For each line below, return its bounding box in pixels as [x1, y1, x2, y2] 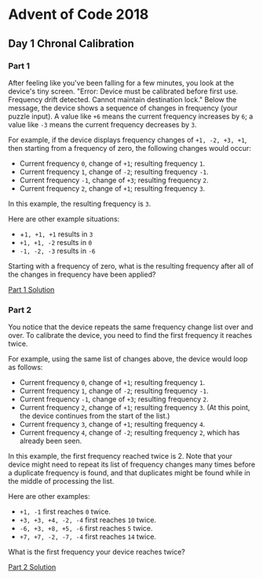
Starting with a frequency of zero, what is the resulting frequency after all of [8, 261, 254, 270]
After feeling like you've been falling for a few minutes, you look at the [8, 78, 234, 87]
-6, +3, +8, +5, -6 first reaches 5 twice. [19, 524, 153, 533]
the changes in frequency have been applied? [8, 269, 156, 279]
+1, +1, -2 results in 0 [19, 237, 93, 247]
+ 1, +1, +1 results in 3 [19, 229, 93, 239]
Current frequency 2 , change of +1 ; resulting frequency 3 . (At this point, [19, 403, 250, 412]
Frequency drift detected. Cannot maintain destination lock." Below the [8, 94, 237, 104]
